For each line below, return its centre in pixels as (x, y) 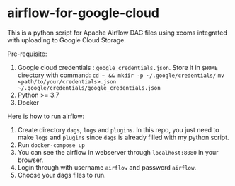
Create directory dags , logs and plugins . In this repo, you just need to (118, 129)
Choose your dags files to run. (62, 175)
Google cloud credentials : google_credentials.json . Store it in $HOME (117, 67)
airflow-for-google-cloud (83, 13)
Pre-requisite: (27, 54)
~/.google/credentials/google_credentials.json (89, 88)
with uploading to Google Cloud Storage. (67, 40)
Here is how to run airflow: (46, 116)
